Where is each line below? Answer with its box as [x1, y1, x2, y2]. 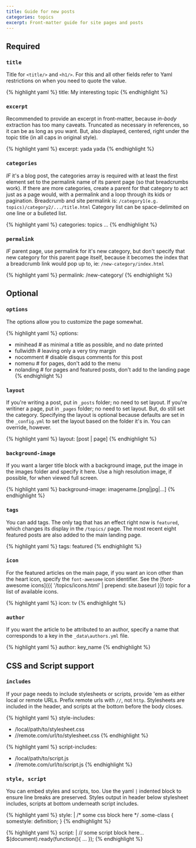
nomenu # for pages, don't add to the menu [14, 360, 121, 367]
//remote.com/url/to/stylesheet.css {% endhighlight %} [14, 731, 149, 739]
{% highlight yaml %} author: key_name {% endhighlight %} [6, 644, 151, 651]
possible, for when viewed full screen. [6, 475, 98, 482]
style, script [6, 776, 46, 782]
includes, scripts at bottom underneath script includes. [6, 800, 139, 807]
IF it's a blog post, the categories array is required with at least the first [6, 172, 178, 179]
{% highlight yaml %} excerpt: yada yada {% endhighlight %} [6, 145, 155, 153]
